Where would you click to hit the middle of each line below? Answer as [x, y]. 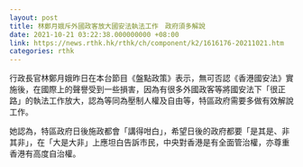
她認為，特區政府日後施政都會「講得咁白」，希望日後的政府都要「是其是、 [146, 131]
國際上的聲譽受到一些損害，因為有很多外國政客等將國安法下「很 [159, 89]
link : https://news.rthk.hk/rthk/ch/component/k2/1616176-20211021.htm [147, 43]
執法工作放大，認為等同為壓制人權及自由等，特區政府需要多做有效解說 [163, 101]
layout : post [34, 18]
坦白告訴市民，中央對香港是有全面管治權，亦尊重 [199, 143]
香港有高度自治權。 [45, 153]
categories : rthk [42, 51]
